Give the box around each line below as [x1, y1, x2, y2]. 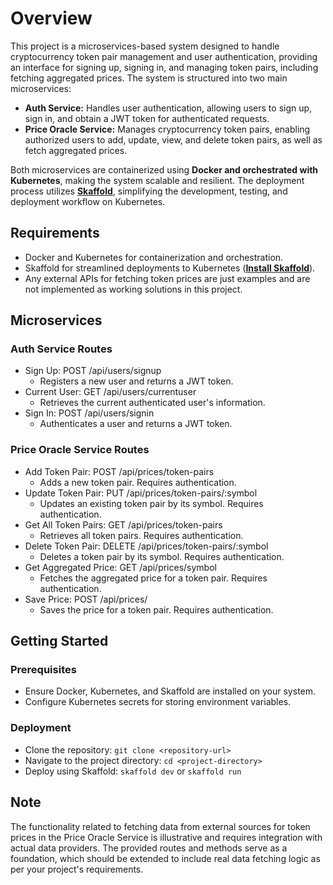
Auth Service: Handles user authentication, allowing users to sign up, [24, 102, 313, 114]
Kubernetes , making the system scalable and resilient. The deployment [10, 174, 305, 186]
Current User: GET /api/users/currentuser [24, 386, 197, 398]
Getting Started [10, 633, 109, 650]
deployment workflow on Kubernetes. [10, 195, 166, 207]
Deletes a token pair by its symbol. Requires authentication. [39, 550, 285, 562]
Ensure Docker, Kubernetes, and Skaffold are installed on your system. [24, 685, 317, 697]
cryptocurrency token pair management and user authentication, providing [10, 50, 318, 62]
